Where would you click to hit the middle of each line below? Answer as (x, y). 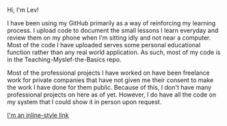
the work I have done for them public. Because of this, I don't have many (109, 87)
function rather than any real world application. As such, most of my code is (114, 52)
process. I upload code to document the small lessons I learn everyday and (113, 30)
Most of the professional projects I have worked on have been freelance (108, 73)
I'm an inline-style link (38, 115)
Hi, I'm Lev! (23, 10)
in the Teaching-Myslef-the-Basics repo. (64, 60)
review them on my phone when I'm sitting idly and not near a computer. (109, 38)
